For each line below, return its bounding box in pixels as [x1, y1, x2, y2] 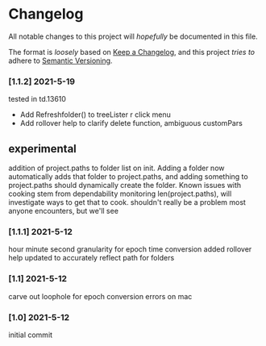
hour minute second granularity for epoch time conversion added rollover [8, 244, 252, 254]
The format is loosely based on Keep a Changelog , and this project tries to [8, 47, 256, 56]
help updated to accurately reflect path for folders [8, 253, 175, 263]
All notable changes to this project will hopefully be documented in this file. [8, 31, 258, 41]
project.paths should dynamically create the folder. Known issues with [8, 181, 242, 190]
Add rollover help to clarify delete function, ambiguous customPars [19, 119, 243, 128]
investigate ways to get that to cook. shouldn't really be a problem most [8, 198, 246, 207]
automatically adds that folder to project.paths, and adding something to [8, 172, 248, 181]
